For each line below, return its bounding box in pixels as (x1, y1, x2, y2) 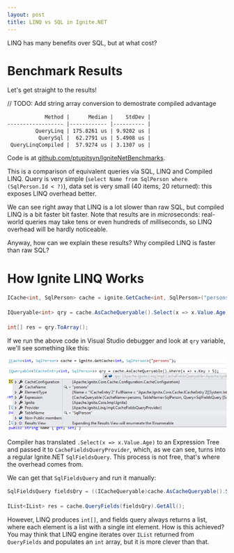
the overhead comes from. (7, 460, 84, 469)
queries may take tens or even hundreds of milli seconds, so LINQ (24, 218, 212, 226)
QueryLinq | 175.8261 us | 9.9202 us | (35, 127, 151, 135)
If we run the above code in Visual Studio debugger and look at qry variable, (7, 336, 226, 345)
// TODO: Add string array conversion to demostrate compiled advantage (7, 100, 217, 108)
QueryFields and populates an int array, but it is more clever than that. (7, 537, 210, 546)
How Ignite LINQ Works (7, 270, 145, 286)
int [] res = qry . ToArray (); (7, 324, 89, 331)
